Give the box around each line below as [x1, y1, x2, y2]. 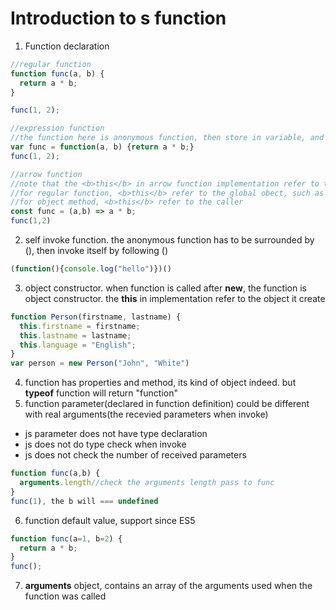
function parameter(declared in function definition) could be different [24, 398, 310, 410]
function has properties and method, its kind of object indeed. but [24, 377, 297, 389]
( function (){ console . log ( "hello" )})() [10, 264, 172, 274]
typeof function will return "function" [24, 387, 178, 399]
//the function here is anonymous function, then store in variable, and [10, 133, 325, 143]
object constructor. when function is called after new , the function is [24, 282, 307, 294]
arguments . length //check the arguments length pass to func [19, 478, 275, 488]
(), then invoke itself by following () [24, 245, 169, 257]
